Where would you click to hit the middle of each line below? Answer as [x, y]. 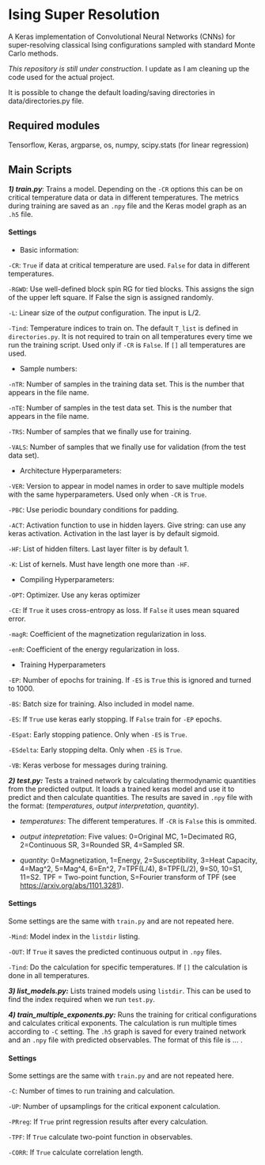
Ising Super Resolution [84, 15]
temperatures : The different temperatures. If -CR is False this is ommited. [138, 820]
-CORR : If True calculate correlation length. [76, 1152]
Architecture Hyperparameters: [70, 470]
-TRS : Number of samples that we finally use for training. [100, 431]
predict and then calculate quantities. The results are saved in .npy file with [131, 797]
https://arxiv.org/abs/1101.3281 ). [72, 885]
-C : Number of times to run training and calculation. [92, 1091]
